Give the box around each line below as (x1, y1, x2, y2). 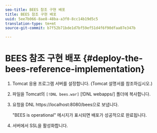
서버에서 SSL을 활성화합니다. (12, 123, 68, 129)
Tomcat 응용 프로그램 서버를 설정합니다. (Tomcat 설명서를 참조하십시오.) (12, 81, 153, 87)
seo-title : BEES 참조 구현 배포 (5, 7, 66, 12)
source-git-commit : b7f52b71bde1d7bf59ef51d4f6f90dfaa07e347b (5, 26, 136, 31)
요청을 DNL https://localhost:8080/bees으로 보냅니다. (12, 102, 119, 108)
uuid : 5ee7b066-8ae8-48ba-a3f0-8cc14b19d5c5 (5, 16, 98, 21)
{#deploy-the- (82, 53, 143, 64)
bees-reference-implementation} (5, 64, 145, 75)
